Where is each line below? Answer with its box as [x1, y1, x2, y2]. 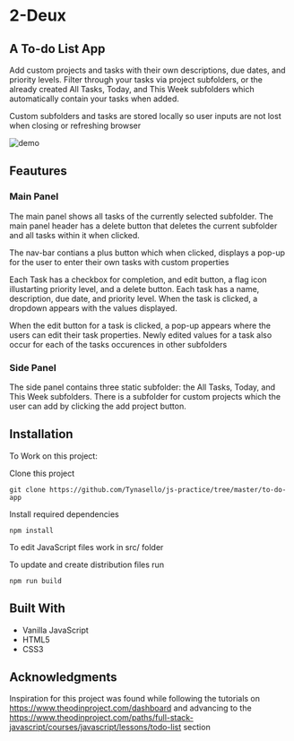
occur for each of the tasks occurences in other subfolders [9, 339, 228, 349]
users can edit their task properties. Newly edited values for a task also [9, 329, 272, 340]
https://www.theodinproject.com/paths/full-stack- [9, 712, 195, 723]
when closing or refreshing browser [9, 120, 142, 131]
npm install [9, 526, 54, 535]
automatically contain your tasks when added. [9, 93, 179, 104]
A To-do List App [9, 41, 106, 56]
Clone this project [9, 468, 75, 478]
